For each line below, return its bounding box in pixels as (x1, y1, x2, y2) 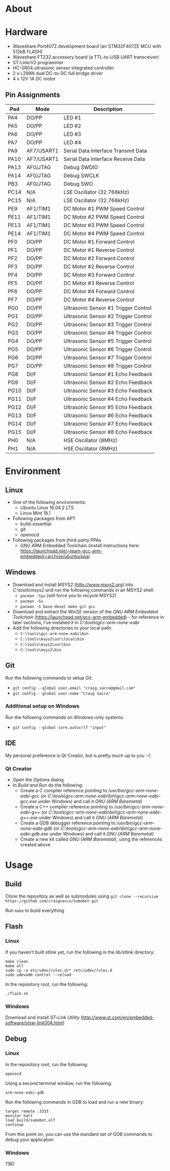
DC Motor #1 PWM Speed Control (63, 205, 145, 212)
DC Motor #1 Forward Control (63, 238, 134, 245)
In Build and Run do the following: (12, 782, 84, 788)
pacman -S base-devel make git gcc (20, 604, 95, 609)
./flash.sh (5, 991, 28, 996)
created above (20, 841, 51, 848)
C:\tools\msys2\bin (20, 647, 62, 652)
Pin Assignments (5, 90, 60, 99)
